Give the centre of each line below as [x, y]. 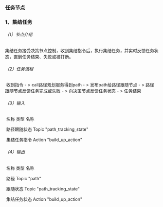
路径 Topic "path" [24, 178]
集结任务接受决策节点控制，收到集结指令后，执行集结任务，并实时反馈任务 [80, 51]
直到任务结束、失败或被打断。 [43, 57]
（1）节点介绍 [19, 35]
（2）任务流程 [19, 69]
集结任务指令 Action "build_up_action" [44, 140]
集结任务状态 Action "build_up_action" [44, 199]
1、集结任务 [19, 22]
